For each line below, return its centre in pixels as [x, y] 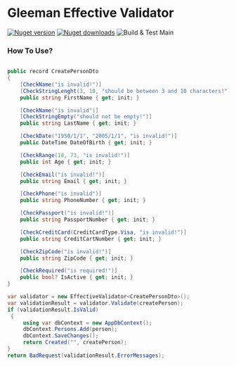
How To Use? [30, 51]
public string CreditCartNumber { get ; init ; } [91, 239]
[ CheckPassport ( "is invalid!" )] [67, 213]
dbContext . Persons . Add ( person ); [70, 329]
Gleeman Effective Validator [91, 13]
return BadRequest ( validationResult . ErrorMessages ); [86, 355]
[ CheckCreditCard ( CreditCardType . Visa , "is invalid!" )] [104, 232]
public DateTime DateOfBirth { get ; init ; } [86, 143]
